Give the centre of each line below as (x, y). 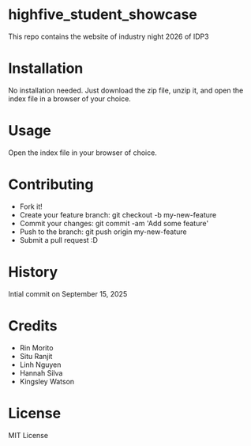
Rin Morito (36, 348)
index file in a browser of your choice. (70, 98)
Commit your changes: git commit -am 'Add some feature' (114, 223)
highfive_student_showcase (103, 15)
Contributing (51, 184)
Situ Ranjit (36, 356)
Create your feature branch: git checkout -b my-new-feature (118, 214)
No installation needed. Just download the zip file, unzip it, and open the (126, 90)
